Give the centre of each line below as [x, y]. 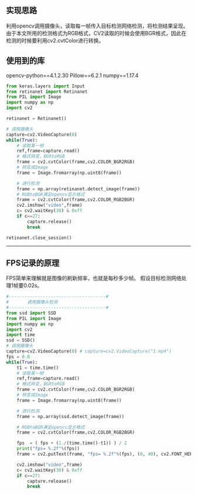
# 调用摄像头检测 [32, 302]
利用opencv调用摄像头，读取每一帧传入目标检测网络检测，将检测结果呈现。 [97, 26]
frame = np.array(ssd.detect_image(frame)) [71, 416]
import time [21, 335]
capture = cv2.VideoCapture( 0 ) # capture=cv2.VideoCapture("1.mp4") [89, 351]
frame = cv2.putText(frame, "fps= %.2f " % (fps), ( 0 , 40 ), [88, 454]
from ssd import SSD [31, 313]
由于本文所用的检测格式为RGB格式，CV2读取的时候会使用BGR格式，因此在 [96, 33]
